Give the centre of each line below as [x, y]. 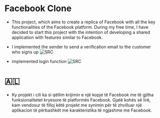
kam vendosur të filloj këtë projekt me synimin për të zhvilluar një [77, 105]
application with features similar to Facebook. [57, 37]
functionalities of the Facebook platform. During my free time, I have [80, 27]
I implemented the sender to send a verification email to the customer [81, 47]
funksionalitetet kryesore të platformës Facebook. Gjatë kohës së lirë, [81, 100]
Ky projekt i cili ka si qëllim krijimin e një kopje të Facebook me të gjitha [83, 95]
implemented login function [39, 61]
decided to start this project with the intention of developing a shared [81, 32]
